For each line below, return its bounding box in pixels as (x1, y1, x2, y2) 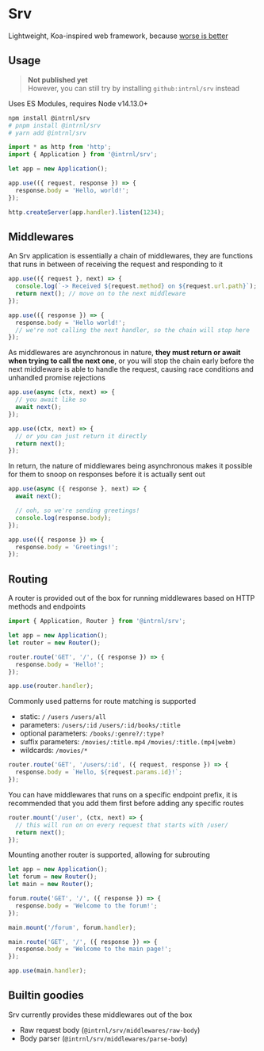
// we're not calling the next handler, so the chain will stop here (15, 326, 250, 334)
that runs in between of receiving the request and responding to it (8, 259, 224, 269)
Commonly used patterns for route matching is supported (8, 697, 197, 706)
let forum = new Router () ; (8, 873, 98, 881)
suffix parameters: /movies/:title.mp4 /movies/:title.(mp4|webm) (19, 737, 236, 747)
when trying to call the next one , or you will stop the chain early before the (8, 356, 254, 365)
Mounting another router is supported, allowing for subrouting (8, 850, 210, 860)
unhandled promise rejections (8, 373, 105, 383)
